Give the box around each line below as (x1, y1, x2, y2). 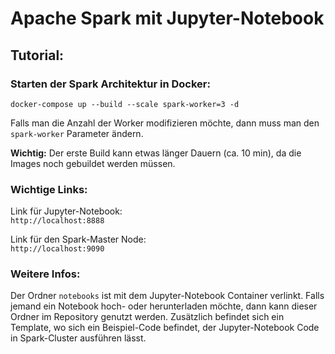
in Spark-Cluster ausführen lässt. (10, 332, 147, 344)
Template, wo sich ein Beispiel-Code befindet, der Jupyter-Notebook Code (10, 322, 320, 334)
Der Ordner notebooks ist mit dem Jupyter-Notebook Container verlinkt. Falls (10, 290, 325, 302)
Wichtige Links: (10, 182, 88, 196)
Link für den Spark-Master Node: (10, 233, 147, 246)
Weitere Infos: (10, 267, 81, 281)
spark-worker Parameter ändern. (10, 127, 144, 139)
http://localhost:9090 (10, 244, 105, 254)
